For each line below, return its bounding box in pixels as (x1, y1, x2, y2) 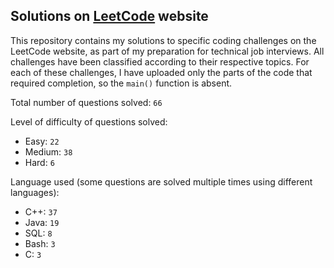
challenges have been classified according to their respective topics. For (10, 55, 310, 68)
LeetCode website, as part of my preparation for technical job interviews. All (10, 45, 325, 57)
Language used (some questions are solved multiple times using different (10, 175, 313, 188)
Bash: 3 (24, 237, 56, 249)
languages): (10, 186, 60, 198)
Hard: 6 (24, 156, 55, 168)
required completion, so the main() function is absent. (10, 77, 233, 89)
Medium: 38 (24, 145, 73, 158)
